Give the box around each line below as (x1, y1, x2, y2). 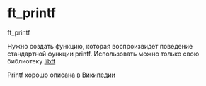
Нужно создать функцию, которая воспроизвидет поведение (7, 42, 193, 50)
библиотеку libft (7, 56, 56, 65)
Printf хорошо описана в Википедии (7, 70, 115, 79)
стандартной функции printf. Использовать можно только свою (7, 49, 200, 58)
